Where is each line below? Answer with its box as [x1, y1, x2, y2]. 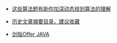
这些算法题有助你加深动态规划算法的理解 [11, 5, 111, 12]
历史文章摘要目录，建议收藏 [11, 18, 80, 25]
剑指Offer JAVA [11, 30, 50, 38]
